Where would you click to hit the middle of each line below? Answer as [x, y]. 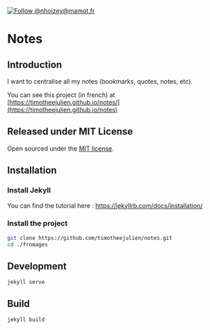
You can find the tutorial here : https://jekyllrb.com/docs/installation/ [105, 205]
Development [37, 266]
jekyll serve [26, 283]
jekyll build [26, 320]
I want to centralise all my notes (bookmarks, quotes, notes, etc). [100, 81]
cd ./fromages [28, 244]
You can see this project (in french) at [61, 95]
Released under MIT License [70, 132]
